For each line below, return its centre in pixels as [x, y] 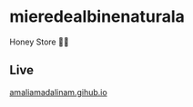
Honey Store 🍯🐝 [40, 42]
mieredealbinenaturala [97, 17]
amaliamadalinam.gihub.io [58, 92]
